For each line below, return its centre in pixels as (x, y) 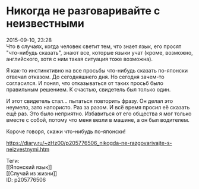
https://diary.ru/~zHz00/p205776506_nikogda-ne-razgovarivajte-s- (89, 143)
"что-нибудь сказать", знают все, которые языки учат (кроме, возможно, (99, 52)
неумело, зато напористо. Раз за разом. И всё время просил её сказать (98, 107)
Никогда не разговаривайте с (83, 11)
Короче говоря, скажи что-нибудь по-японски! (66, 131)
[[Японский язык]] (29, 167)
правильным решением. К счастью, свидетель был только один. (89, 89)
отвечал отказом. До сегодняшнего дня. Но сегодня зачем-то (85, 77)
